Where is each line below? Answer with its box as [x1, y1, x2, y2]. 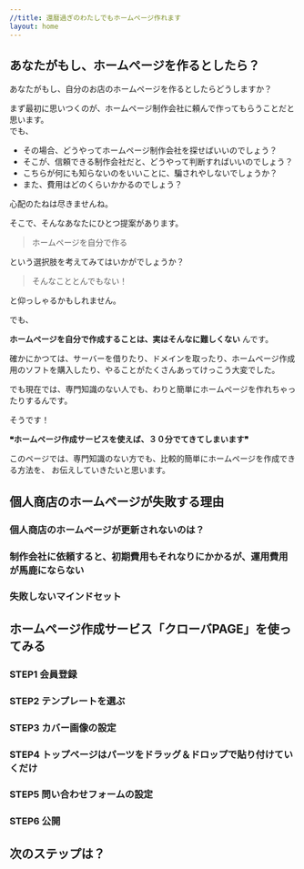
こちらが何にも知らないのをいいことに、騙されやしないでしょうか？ [22, 167, 278, 178]
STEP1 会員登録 [9, 668, 77, 681]
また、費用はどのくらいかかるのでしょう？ [22, 179, 183, 190]
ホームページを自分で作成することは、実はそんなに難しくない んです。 [9, 334, 274, 345]
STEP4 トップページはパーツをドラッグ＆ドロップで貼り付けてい [9, 748, 294, 761]
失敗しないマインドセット [9, 591, 122, 603]
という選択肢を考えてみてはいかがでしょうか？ [9, 257, 185, 268]
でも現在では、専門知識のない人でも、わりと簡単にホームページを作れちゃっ [9, 384, 296, 395]
